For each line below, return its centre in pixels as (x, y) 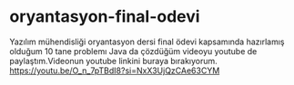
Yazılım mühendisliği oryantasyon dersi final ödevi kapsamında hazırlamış (147, 42)
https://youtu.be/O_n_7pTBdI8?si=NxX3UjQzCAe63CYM (115, 71)
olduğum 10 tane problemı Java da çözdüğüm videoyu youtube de (133, 51)
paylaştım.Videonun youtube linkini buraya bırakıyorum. (114, 61)
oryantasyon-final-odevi (105, 17)
